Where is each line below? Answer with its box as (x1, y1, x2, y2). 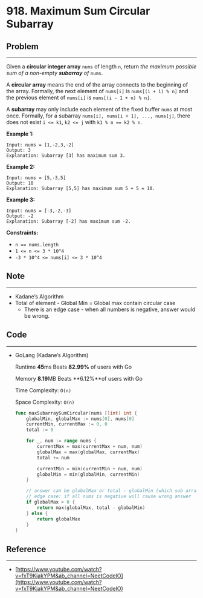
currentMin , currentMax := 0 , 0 (26, 421, 108, 427)
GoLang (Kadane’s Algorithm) (14, 351, 89, 358)
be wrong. (24, 312, 50, 319)
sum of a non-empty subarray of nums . (6, 70, 103, 76)
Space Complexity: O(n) (14, 398, 75, 406)
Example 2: (6, 163, 35, 170)
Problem (6, 41, 39, 51)
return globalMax (37, 516, 80, 522)
